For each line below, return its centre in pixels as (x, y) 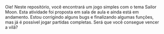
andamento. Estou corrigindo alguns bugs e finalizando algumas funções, (79, 17)
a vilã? (12, 27)
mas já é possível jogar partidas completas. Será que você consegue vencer (82, 22)
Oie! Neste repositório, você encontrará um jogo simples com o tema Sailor (81, 7)
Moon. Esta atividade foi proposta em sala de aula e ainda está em (72, 12)
